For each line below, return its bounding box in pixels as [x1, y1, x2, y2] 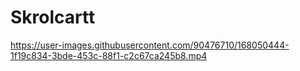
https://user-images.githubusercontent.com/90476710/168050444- [10, 39, 290, 51]
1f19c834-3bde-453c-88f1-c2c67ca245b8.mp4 [10, 49, 208, 61]
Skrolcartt [10, 6, 96, 29]
